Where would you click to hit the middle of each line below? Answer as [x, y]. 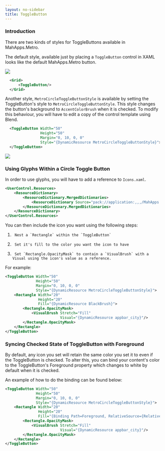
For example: [18, 268]
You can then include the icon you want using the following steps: [72, 225]
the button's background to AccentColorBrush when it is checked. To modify [82, 109]
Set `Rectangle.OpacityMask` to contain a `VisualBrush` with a [82, 254]
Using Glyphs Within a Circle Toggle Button [58, 169]
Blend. [12, 120]
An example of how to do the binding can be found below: [64, 380]
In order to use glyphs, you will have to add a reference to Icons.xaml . [76, 179]
